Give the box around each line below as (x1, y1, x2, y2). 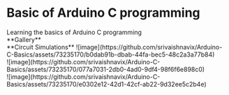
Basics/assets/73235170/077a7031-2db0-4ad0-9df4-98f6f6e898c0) (6, 65, 205, 73)
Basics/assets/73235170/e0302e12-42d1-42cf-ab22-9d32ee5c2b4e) (6, 80, 207, 88)
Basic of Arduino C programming (6, 5, 200, 21)
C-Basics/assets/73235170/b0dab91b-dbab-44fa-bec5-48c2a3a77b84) (6, 50, 215, 59)
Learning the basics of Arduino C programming (6, 28, 142, 36)
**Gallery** (6, 35, 41, 43)
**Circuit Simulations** (6, 43, 75, 51)
